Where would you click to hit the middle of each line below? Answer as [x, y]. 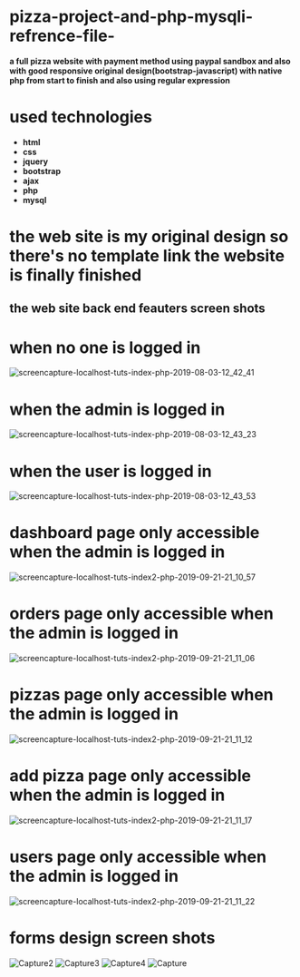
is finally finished [76, 275]
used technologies [81, 117]
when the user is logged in [111, 471]
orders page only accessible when [141, 614]
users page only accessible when [138, 857]
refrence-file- [62, 36]
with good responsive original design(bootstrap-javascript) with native [146, 71]
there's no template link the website [147, 256]
